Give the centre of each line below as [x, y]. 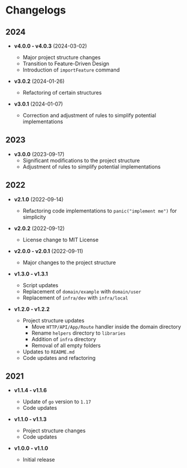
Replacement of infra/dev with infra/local [75, 298]
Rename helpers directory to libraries [79, 333]
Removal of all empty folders [66, 345]
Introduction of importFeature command [71, 70]
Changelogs [36, 10]
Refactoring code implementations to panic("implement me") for [100, 211]
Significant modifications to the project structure [81, 160]
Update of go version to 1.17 [57, 402]
